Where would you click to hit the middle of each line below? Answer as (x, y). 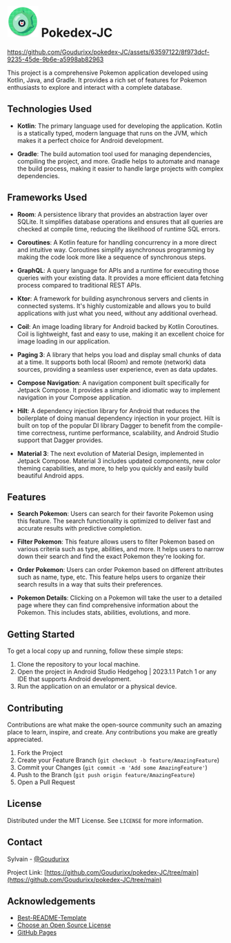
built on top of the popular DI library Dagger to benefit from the (107, 425)
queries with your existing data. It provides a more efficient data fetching (120, 278)
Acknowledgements (51, 901)
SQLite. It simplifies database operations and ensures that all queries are (120, 221)
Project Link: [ (27, 872)
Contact (25, 842)
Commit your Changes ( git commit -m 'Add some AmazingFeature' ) (112, 768)
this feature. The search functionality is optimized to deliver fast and (114, 521)
